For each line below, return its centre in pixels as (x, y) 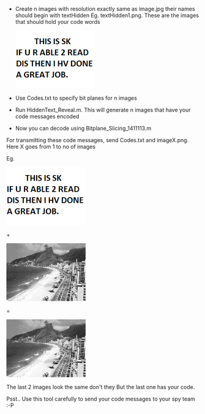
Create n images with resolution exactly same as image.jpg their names (105, 9)
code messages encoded (47, 116)
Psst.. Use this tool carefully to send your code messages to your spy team (101, 399)
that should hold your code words (58, 22)
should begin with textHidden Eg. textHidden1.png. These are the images (107, 15)
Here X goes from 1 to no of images (51, 147)
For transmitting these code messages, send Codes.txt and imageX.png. (98, 140)
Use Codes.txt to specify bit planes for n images (76, 98)
